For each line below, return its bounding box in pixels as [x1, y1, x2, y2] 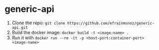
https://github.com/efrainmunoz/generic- [67, 21, 155, 26]
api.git [11, 25, 28, 30]
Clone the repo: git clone [11, 20, 65, 26]
